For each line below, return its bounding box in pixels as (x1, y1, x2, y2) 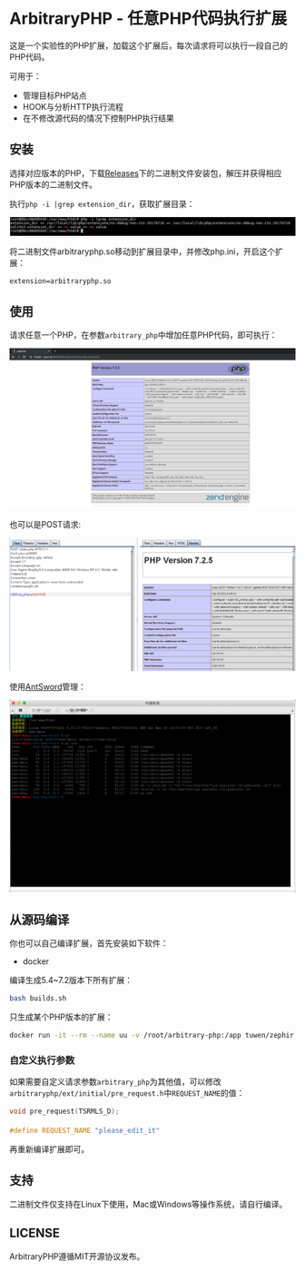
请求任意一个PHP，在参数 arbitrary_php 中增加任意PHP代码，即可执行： (9, 330, 278, 340)
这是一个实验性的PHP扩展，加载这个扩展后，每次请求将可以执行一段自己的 (9, 40, 289, 51)
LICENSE (9, 1226, 61, 1241)
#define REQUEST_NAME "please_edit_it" (9, 1127, 161, 1136)
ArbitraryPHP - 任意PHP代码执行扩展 (9, 8, 288, 29)
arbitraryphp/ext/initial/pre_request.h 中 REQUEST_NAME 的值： (9, 1088, 245, 1099)
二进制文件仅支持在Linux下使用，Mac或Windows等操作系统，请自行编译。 (9, 1198, 288, 1209)
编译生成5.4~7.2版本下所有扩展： (9, 975, 133, 986)
